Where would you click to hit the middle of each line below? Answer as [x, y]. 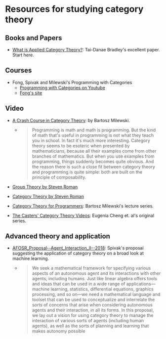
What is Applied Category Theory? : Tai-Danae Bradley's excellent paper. [86, 50]
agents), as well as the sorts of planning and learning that [90, 326]
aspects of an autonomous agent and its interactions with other [96, 273]
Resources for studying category [74, 9]
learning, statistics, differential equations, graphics [102, 289]
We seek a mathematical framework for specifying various [91, 268]
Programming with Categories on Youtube [62, 87]
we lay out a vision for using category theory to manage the [93, 315]
